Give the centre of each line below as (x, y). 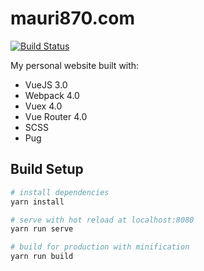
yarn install (37, 202)
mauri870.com (73, 18)
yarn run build (42, 257)
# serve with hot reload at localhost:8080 (102, 220)
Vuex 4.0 (43, 106)
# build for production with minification (100, 247)
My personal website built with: (75, 65)
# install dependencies (60, 192)
